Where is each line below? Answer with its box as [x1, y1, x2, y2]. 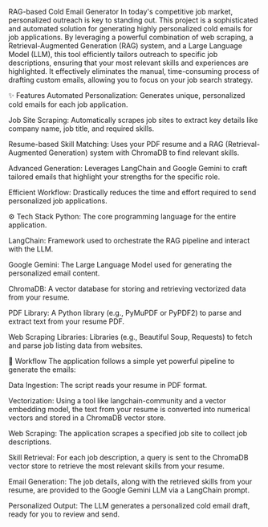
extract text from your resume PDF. [8, 317, 125, 326]
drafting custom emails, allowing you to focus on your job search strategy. [8, 76, 254, 84]
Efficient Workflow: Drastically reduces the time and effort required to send [8, 188, 257, 197]
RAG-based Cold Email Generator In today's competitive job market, [8, 7, 233, 16]
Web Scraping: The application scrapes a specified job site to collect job [8, 429, 248, 438]
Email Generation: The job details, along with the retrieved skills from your [8, 477, 253, 486]
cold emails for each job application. [8, 100, 128, 109]
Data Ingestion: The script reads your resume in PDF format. [8, 381, 207, 390]
